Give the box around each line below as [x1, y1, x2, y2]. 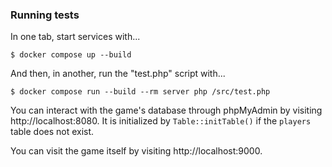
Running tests [10, 8, 80, 22]
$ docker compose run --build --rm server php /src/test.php [10, 87, 271, 97]
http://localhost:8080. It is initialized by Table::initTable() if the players [10, 115, 312, 127]
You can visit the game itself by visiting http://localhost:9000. [10, 145, 263, 157]
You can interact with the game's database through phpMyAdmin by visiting [10, 104, 323, 117]
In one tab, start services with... [10, 31, 141, 43]
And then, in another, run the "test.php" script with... [10, 68, 226, 80]
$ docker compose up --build [10, 50, 132, 60]
